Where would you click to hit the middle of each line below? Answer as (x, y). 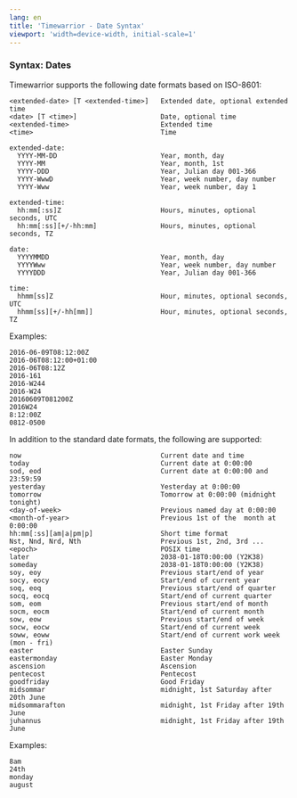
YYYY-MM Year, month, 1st (121, 163)
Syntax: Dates (40, 65)
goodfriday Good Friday (107, 682)
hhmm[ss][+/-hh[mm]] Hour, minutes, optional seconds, (153, 312)
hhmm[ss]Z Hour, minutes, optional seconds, (153, 296)
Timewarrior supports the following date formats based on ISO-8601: (136, 85)
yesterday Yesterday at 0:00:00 (125, 487)
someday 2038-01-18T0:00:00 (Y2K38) (137, 564)
